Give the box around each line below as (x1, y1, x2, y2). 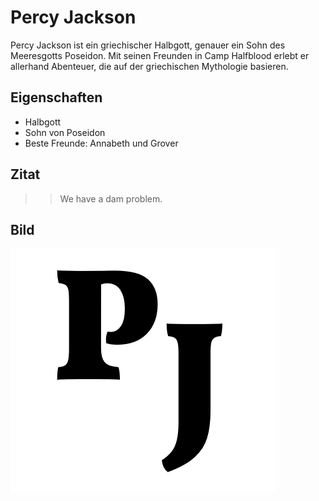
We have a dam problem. (59, 192, 163, 205)
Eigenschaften (10, 89, 103, 106)
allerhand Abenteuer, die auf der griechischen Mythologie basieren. (10, 60, 289, 72)
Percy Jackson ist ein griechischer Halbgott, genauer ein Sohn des (10, 39, 286, 51)
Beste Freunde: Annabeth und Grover (24, 137, 179, 149)
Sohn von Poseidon (24, 126, 106, 138)
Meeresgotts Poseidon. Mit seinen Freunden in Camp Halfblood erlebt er (10, 49, 310, 61)
